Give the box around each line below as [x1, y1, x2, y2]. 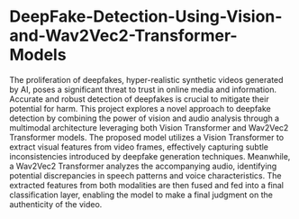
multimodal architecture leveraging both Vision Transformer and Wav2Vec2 [9, 122, 289, 132]
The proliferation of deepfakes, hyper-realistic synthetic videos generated [9, 74, 284, 85]
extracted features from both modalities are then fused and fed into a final [9, 179, 284, 190]
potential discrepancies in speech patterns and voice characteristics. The [9, 169, 282, 181]
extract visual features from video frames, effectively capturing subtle [9, 141, 268, 152]
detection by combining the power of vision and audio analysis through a [9, 113, 280, 123]
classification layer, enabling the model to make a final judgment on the [9, 189, 273, 200]
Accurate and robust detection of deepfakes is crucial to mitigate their [9, 93, 269, 105]
